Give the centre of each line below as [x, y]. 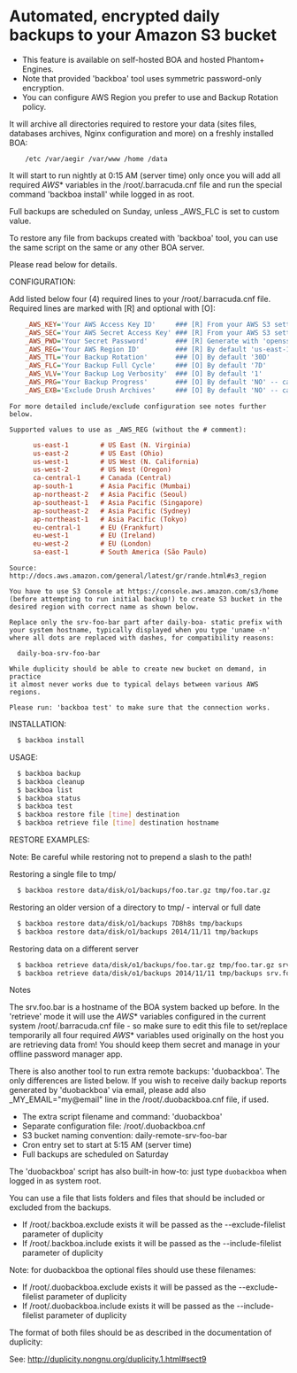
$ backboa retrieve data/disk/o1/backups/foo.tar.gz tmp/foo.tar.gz [146, 965]
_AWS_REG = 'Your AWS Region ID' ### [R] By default [136, 349]
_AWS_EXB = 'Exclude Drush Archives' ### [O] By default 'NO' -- [152, 390]
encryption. [43, 88]
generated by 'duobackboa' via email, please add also [107, 1090]
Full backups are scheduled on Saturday [95, 1154]
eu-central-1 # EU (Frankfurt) [98, 527]
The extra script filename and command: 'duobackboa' [122, 1117]
